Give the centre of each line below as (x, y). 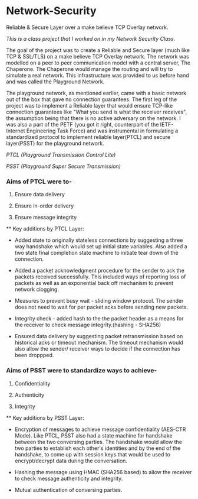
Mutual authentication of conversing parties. (68, 490)
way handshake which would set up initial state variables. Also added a (101, 247)
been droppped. (34, 355)
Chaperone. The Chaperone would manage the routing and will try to (90, 69)
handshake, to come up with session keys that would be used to (93, 454)
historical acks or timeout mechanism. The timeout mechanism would (99, 343)
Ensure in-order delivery (44, 206)
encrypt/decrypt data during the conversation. (71, 461)
